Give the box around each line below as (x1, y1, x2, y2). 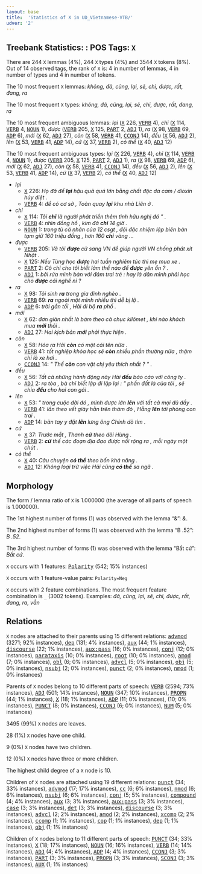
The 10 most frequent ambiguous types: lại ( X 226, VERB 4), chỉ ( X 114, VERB (6, 150, 195, 158)
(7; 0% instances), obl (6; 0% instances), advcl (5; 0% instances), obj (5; (6, 658, 194, 665)
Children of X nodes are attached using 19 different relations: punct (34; (6, 778, 186, 785)
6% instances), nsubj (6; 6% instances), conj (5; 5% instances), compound (6, 791, 196, 799)
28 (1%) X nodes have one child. (6, 732, 86, 739)
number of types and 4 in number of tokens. (6, 71, 116, 78)
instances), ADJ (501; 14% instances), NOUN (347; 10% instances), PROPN (6, 689, 187, 696)
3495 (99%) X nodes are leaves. (6, 719, 86, 727)
